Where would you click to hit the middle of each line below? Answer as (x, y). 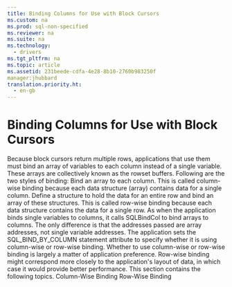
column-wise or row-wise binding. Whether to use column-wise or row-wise (116, 247)
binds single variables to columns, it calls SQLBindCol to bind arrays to (108, 218)
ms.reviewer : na (30, 33)
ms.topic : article (34, 65)
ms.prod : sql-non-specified (48, 26)
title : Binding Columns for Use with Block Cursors (83, 13)
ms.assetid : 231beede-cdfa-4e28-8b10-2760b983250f (82, 71)
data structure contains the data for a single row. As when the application (111, 210)
